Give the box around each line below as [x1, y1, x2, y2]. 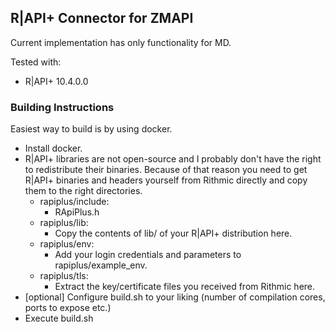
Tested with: [10, 56, 62, 68]
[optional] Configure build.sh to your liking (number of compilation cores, [24, 291, 326, 303]
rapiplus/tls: [39, 270, 89, 282]
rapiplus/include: [39, 196, 110, 208]
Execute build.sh [24, 312, 94, 325]
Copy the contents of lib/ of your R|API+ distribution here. [54, 227, 293, 240]
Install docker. [24, 142, 83, 155]
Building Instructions [10, 100, 115, 114]
